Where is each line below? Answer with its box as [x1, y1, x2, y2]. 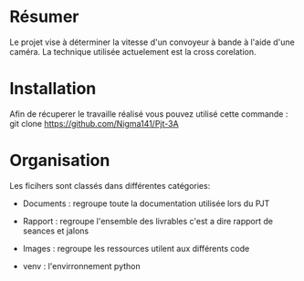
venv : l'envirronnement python [22, 260, 142, 271]
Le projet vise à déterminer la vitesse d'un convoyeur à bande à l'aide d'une [9, 36, 295, 47]
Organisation [9, 151, 110, 171]
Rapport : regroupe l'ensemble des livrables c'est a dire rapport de [22, 215, 274, 226]
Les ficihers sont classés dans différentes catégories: [9, 180, 211, 191]
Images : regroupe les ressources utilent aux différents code [22, 243, 250, 254]
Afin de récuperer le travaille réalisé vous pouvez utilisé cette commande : [9, 108, 288, 120]
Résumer [9, 6, 79, 27]
